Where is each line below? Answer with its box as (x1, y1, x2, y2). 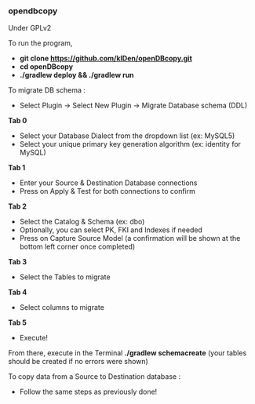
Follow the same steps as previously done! (19, 387, 158, 397)
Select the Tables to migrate (19, 272, 111, 282)
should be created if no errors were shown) (8, 357, 149, 366)
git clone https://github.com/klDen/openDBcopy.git (19, 53, 192, 64)
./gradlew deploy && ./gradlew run (19, 71, 135, 80)
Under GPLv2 (8, 24, 52, 33)
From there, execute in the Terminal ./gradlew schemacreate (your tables (8, 348, 247, 358)
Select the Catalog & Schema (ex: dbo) (19, 217, 145, 227)
